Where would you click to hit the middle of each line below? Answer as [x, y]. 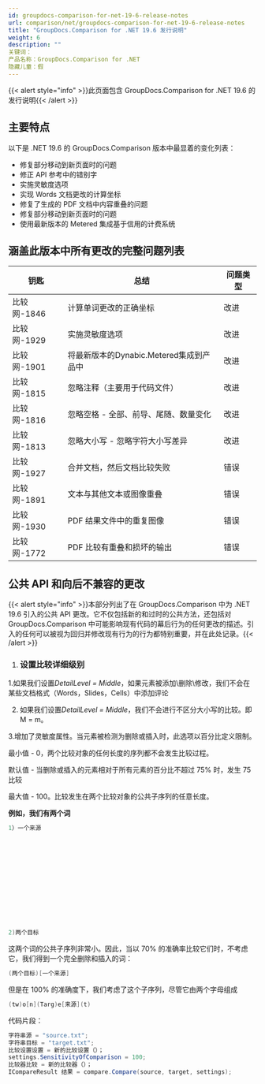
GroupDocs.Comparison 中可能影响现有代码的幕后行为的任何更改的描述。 [128, 624]
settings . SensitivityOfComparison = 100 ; [77, 1057]
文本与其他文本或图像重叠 [115, 494]
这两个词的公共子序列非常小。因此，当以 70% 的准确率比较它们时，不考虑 [128, 949]
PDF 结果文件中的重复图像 [116, 521]
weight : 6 [24, 37]
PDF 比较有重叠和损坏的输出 [119, 547]
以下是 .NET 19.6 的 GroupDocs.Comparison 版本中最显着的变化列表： [122, 147]
